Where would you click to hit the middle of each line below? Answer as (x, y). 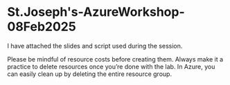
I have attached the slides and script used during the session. (95, 46)
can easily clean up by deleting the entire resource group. (89, 74)
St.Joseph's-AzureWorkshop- (96, 12)
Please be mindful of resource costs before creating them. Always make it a (115, 59)
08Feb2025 (42, 27)
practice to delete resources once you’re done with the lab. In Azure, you (111, 66)
